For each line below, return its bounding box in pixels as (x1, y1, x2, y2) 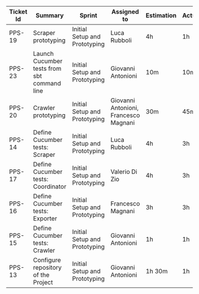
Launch (33, 50, 54, 58)
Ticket (9, 8, 28, 15)
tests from (33, 65, 62, 72)
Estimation (146, 11, 176, 20)
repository (33, 264, 62, 271)
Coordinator (33, 182, 67, 191)
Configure (33, 256, 61, 264)
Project (33, 279, 53, 286)
